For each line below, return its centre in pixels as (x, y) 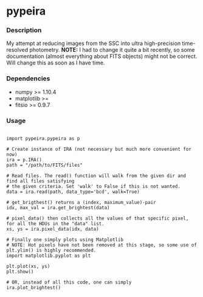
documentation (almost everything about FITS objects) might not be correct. (102, 57)
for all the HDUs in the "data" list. (55, 224)
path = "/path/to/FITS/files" (45, 166)
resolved (17, 50)
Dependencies (28, 79)
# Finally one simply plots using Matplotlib (65, 240)
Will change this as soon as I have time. (56, 63)
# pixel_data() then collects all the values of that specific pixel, (98, 218)
